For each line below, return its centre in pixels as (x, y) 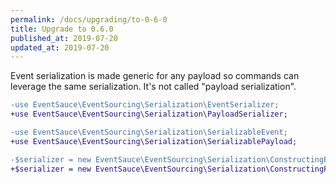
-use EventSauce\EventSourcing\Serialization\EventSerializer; (145, 105)
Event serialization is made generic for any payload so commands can (155, 76)
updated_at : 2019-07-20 (60, 47)
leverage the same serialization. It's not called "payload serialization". (153, 87)
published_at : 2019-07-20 (64, 38)
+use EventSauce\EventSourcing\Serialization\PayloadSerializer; (149, 114)
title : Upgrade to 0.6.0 (62, 29)
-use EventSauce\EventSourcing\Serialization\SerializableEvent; (149, 132)
